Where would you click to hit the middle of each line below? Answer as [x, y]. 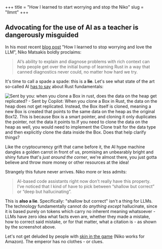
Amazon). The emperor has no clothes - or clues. [54, 241]
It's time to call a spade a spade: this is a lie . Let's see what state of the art [80, 81]
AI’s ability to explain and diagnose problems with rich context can [83, 61]
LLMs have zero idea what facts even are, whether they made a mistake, [78, 216]
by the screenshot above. [31, 227]
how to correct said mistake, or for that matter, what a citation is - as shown [81, 222]
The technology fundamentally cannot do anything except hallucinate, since [81, 206]
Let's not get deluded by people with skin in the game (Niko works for [75, 236]
